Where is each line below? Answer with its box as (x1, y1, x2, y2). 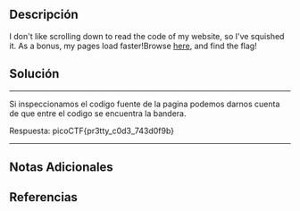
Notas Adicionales (9, 160, 113, 175)
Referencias (9, 190, 79, 205)
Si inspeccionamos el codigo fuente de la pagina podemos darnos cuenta (9, 98, 280, 109)
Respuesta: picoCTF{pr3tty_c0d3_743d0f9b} (9, 125, 175, 136)
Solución (9, 66, 60, 81)
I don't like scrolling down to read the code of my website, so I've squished (9, 30, 285, 41)
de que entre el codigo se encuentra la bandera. (9, 107, 187, 119)
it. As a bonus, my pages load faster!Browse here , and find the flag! (9, 40, 257, 51)
